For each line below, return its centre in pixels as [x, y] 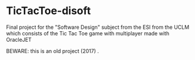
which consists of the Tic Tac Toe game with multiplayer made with [88, 33]
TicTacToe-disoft [49, 11]
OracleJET [19, 39]
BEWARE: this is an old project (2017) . [52, 51]
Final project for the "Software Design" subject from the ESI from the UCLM [98, 27]
